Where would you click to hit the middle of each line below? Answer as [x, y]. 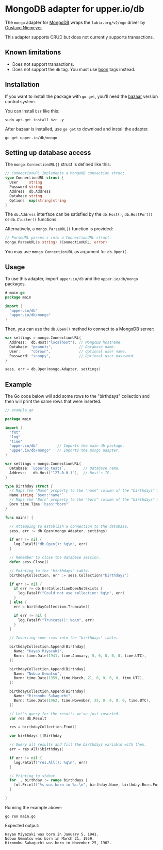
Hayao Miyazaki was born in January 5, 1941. [52, 834]
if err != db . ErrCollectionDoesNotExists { [58, 589]
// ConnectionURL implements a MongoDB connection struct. [66, 173]
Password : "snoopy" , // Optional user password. [73, 356]
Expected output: [22, 825]
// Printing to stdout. [33, 776]
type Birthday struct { [29, 486]
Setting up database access [48, 153]
